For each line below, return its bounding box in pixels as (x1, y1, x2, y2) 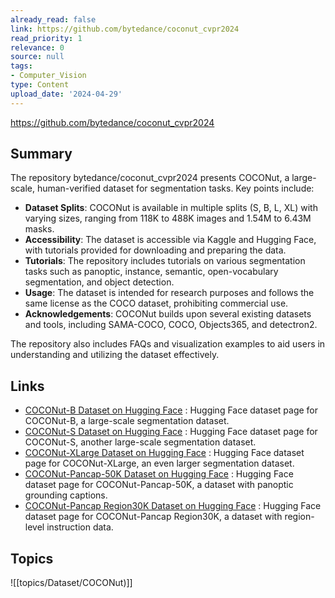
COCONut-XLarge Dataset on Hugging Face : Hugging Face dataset (24, 447, 305, 459)
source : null (10, 52, 65, 62)
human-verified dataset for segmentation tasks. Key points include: (36, 182, 315, 195)
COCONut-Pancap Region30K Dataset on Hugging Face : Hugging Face (24, 500, 322, 512)
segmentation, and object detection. (24, 276, 175, 288)
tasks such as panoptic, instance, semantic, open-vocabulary (24, 266, 279, 278)
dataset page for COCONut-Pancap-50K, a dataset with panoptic (24, 479, 294, 491)
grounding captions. (24, 489, 108, 501)
